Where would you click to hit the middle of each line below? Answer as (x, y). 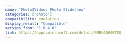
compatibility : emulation (32, 19)
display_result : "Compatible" (37, 23)
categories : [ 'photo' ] (29, 14)
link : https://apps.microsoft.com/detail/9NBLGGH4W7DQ (63, 33)
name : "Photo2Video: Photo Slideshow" (45, 10)
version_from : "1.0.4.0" (31, 28)
